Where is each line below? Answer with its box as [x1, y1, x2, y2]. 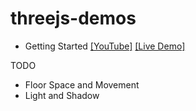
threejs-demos [10, 7, 137, 30]
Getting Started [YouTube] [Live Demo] [24, 40, 186, 52]
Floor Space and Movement [24, 78, 140, 91]
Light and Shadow [24, 89, 100, 101]
